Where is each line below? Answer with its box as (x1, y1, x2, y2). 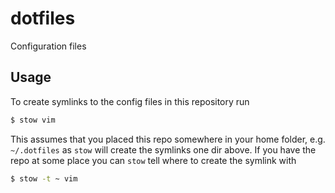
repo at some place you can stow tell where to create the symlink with (10, 154, 297, 166)
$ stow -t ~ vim (10, 173, 78, 184)
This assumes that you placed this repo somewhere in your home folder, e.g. (10, 133, 326, 145)
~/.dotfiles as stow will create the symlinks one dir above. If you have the (10, 143, 317, 156)
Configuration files (10, 40, 87, 52)
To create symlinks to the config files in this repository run (10, 95, 250, 107)
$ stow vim (10, 115, 56, 125)
